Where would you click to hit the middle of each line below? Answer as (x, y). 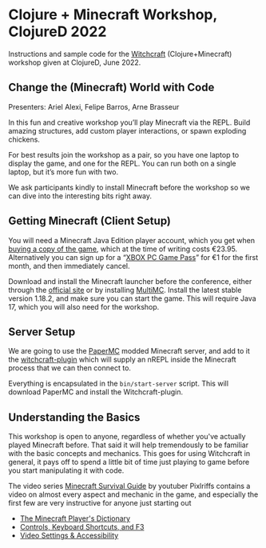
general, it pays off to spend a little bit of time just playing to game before (129, 462)
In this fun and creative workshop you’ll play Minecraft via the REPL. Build (129, 122)
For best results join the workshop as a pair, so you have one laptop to (124, 154)
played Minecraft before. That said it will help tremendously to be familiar (129, 445)
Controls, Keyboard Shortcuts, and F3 (82, 527)
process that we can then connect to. (70, 368)
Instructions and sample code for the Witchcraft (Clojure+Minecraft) (120, 54)
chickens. (24, 139)
